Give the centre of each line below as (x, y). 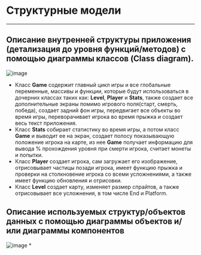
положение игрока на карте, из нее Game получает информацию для (104, 142)
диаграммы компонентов (73, 231)
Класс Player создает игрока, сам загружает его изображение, (96, 161)
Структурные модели (64, 10)
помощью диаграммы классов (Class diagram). (100, 58)
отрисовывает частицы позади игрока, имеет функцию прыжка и (98, 167)
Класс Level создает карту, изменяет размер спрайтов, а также (97, 187)
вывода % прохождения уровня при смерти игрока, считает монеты (103, 148)
